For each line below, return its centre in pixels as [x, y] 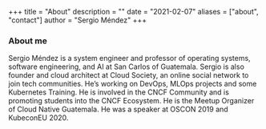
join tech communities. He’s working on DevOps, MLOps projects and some [133, 84]
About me [28, 41]
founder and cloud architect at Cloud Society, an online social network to [129, 75]
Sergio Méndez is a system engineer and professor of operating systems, [129, 58]
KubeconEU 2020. [38, 118]
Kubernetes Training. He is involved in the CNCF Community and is [119, 92]
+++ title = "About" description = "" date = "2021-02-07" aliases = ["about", [133, 12]
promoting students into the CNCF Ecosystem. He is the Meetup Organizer [131, 101]
